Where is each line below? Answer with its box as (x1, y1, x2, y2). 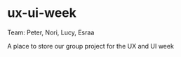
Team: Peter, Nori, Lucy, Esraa (7, 28, 95, 37)
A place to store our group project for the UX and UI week (7, 42, 174, 50)
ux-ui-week (7, 5, 77, 21)
